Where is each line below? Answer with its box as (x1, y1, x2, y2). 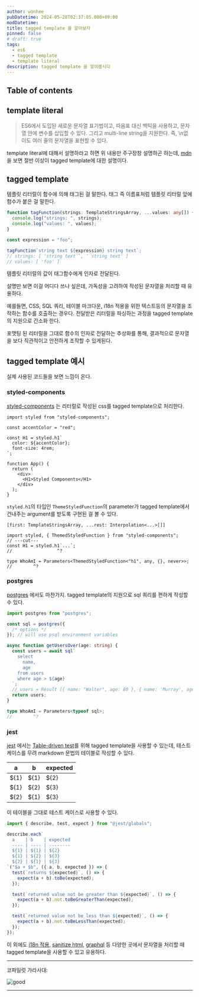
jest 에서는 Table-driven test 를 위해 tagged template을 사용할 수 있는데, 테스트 (6, 742, 191, 749)
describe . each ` (6, 831, 44, 837)
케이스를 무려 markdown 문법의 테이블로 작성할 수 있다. (6, 749, 135, 756)
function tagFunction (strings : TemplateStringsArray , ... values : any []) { (6, 210, 195, 216)
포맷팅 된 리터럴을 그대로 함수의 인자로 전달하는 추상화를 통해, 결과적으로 (6, 330, 174, 337)
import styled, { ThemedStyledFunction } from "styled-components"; (6, 532, 179, 538)
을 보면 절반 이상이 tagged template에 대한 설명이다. (6, 157, 129, 164)
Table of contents (6, 85, 73, 95)
